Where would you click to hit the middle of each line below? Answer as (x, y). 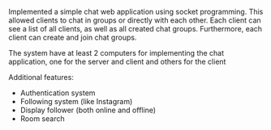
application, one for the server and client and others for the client (117, 61)
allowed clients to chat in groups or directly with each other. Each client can (135, 20)
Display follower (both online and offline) (88, 110)
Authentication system (58, 93)
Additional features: (41, 77)
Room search (42, 119)
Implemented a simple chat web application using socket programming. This (136, 12)
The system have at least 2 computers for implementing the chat (116, 53)
